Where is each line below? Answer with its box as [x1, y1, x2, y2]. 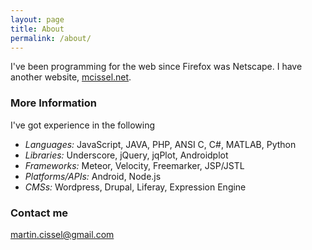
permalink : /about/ [10, 33, 92, 43]
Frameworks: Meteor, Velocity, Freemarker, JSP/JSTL [24, 159, 245, 171]
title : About [10, 24, 65, 34]
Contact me [10, 206, 69, 220]
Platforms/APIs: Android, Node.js [24, 170, 162, 182]
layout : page [10, 14, 65, 25]
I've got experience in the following [10, 119, 156, 131]
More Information [10, 96, 97, 110]
